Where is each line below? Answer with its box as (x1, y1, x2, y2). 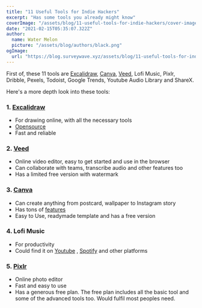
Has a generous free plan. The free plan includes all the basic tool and (14, 289, 189, 296)
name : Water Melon (11, 37, 58, 43)
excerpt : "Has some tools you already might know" (6, 14, 136, 20)
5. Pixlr (6, 262, 27, 270)
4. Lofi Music (6, 227, 45, 235)
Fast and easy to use (14, 282, 67, 289)
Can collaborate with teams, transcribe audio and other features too (14, 165, 183, 172)
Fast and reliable (14, 129, 57, 136)
